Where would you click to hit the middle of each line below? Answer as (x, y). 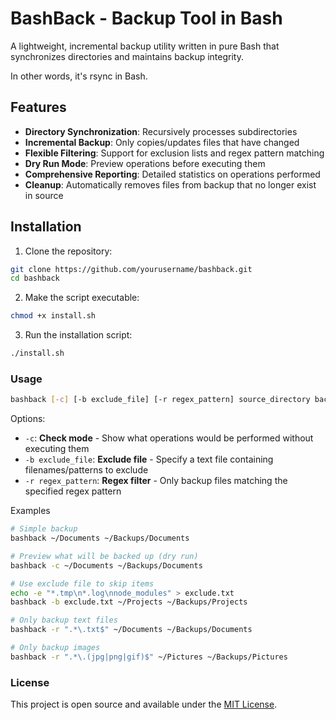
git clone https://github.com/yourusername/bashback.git (131, 269)
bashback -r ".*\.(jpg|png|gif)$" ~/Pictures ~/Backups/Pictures (149, 657)
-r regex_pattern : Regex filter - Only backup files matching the (156, 481)
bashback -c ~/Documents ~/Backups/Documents (106, 565)
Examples (30, 511)
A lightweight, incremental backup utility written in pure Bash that (145, 46)
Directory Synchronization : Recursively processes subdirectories (161, 131)
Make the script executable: (82, 298)
